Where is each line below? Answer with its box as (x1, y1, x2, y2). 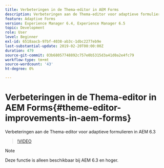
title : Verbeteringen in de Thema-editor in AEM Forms (5, 7, 119, 12)
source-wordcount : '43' (5, 62, 54, 67)
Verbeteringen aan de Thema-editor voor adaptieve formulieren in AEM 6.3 (5, 128, 156, 135)
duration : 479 (5, 48, 34, 53)
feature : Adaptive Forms (5, 16, 56, 21)
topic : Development (5, 25, 45, 30)
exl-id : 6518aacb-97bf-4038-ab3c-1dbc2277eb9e (5, 39, 102, 44)
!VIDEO (17, 138, 32, 144)
